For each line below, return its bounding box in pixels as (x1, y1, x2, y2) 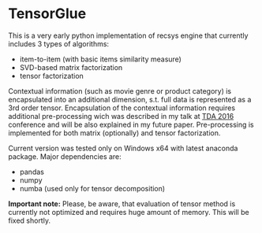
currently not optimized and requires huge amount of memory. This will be (8, 207, 250, 216)
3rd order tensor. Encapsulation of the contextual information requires (8, 103, 235, 113)
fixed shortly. (8, 216, 51, 225)
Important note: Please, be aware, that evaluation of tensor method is (8, 198, 236, 209)
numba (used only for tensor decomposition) (19, 183, 166, 193)
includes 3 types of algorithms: (8, 39, 109, 48)
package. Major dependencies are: (8, 151, 122, 161)
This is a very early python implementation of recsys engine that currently (8, 31, 249, 40)
